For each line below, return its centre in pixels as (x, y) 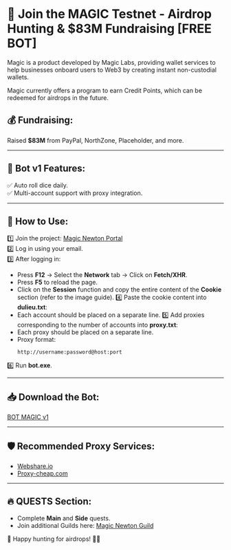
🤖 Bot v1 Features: (46, 169)
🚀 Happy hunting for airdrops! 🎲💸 (54, 539)
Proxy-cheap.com (42, 473)
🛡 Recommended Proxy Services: (81, 446)
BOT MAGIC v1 (28, 417)
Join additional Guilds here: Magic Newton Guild (85, 525)
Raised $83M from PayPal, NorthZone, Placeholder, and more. (96, 140)
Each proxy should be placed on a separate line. (85, 332)
